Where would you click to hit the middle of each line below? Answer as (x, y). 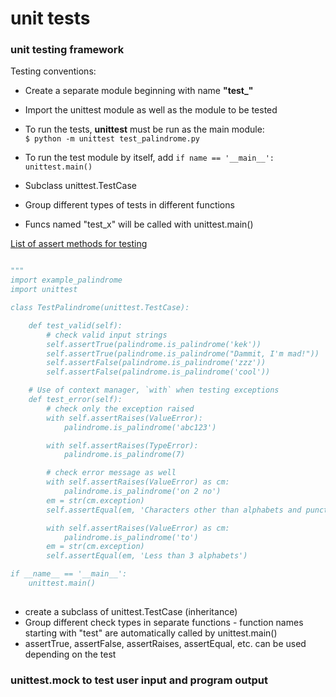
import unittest (44, 290)
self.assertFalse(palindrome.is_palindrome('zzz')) (156, 363)
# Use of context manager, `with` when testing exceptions (154, 390)
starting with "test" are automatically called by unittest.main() (151, 633)
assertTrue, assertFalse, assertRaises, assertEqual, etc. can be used (165, 643)
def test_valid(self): (75, 325)
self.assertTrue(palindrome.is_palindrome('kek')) (154, 344)
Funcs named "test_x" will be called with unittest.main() (139, 224)
